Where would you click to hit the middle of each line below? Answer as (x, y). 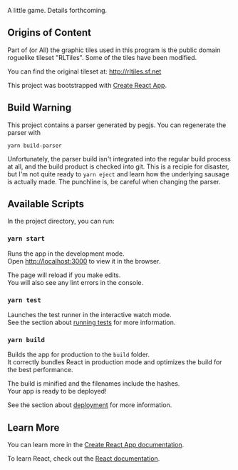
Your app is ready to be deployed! (57, 391)
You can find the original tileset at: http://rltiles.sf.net (84, 71)
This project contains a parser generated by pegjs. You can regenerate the (117, 125)
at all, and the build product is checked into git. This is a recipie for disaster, (118, 166)
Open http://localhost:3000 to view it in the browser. (84, 261)
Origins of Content (49, 32)
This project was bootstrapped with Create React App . (87, 85)
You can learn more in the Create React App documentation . (96, 445)
